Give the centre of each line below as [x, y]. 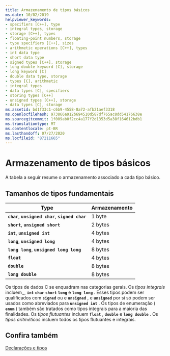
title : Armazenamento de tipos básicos [48, 10]
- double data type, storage [36, 77]
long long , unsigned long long [45, 249]
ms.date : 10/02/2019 [27, 15]
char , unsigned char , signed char [47, 216]
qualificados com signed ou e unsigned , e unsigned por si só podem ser [80, 298]
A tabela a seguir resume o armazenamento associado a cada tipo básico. [83, 177]
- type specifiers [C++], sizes [39, 43]
